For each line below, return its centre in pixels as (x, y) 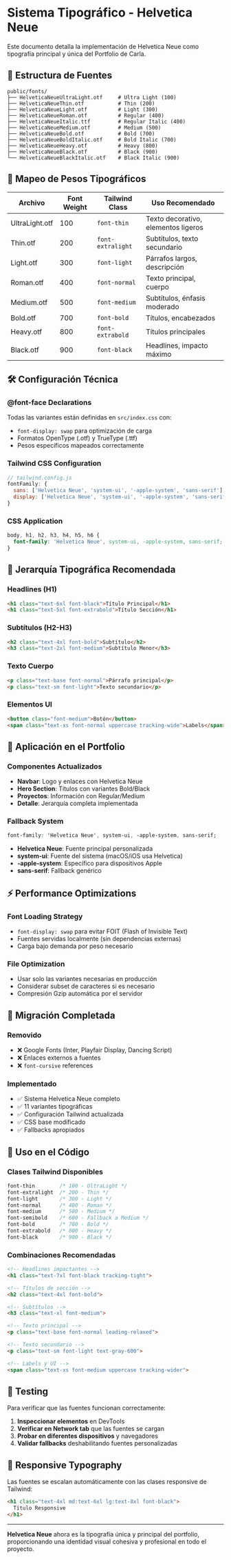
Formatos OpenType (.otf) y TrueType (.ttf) (77, 438)
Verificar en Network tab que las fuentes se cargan (91, 1429)
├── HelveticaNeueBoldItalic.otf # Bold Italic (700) (92, 139)
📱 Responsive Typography (65, 1465)
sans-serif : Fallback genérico (59, 871)
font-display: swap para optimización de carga (85, 431)
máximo (158, 354)
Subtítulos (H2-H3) (40, 628)
